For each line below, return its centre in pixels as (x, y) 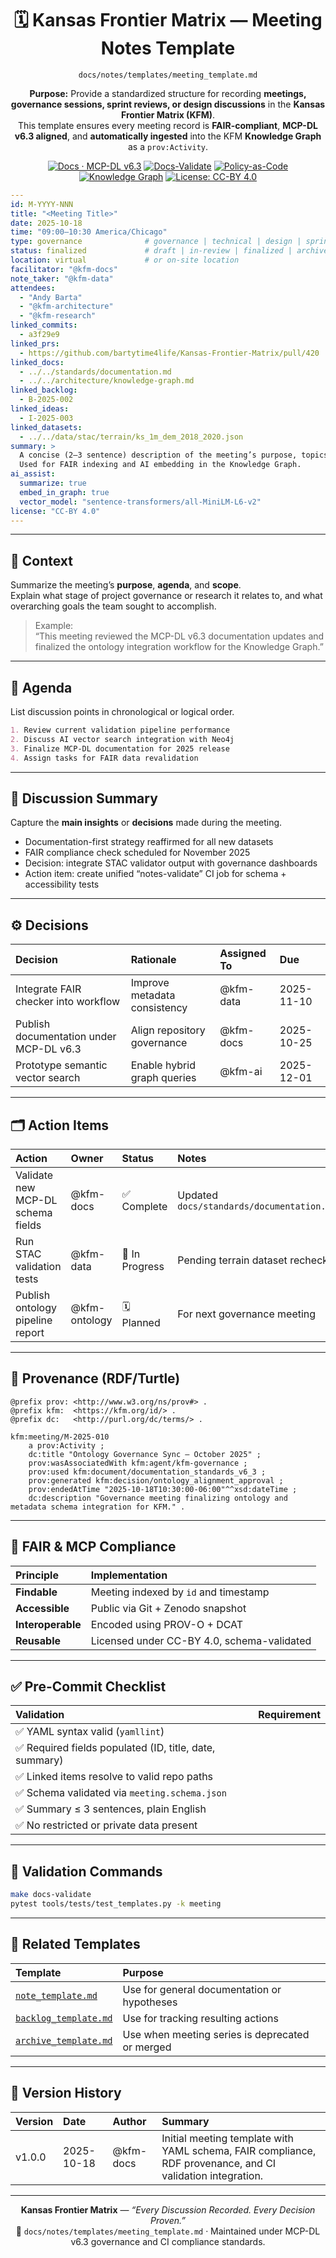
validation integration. (212, 2175)
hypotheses (150, 2002)
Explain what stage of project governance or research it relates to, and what (166, 596)
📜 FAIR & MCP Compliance (93, 1547)
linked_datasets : (46, 427)
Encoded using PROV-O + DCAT (167, 1624)
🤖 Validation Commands (86, 1871)
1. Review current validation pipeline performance (120, 730)
